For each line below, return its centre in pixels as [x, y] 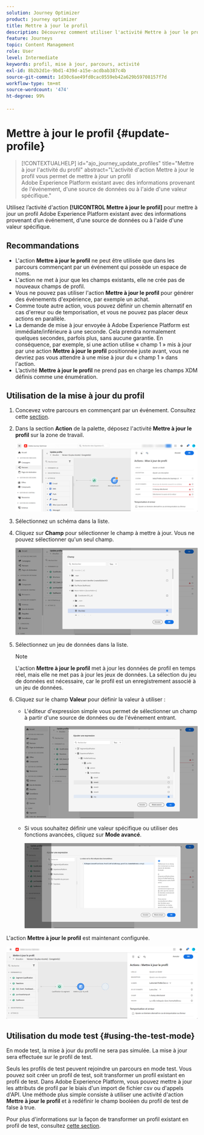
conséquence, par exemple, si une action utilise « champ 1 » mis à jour [104, 344]
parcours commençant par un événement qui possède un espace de [101, 267]
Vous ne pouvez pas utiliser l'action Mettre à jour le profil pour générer [104, 292]
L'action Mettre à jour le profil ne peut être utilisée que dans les [95, 260]
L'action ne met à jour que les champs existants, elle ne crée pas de [100, 280]
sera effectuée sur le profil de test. [49, 1057]
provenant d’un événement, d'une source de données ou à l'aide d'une [95, 220]
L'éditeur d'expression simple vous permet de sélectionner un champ [110, 711]
